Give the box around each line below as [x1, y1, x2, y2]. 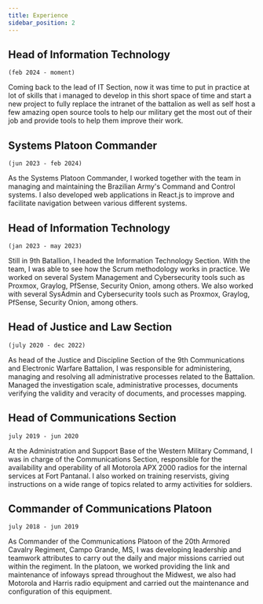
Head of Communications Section [8, 411, 177, 425]
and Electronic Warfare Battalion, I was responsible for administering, [8, 363, 232, 373]
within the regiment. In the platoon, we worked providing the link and [8, 562, 230, 571]
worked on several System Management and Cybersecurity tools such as [8, 272, 246, 282]
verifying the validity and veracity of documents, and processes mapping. [8, 389, 247, 398]
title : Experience [8, 11, 68, 20]
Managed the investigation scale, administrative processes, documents [8, 380, 239, 389]
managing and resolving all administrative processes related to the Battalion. [8, 371, 255, 381]
